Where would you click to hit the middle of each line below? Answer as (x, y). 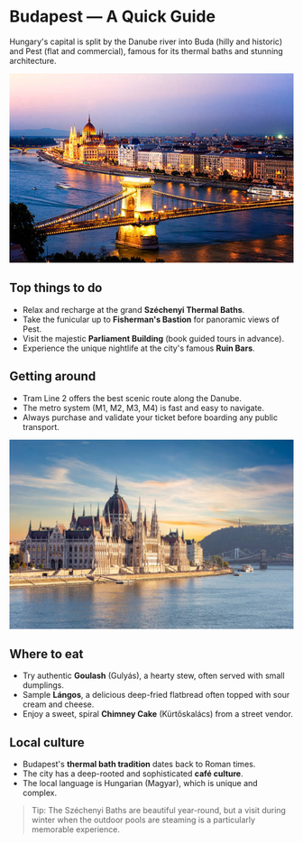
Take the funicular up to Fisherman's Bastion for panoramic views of (151, 319)
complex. (39, 793)
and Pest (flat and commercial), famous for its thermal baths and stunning (147, 50)
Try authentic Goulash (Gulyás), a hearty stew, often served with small (154, 676)
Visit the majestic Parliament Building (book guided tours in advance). (153, 338)
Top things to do (56, 288)
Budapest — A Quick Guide (113, 17)
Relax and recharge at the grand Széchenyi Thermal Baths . (133, 309)
